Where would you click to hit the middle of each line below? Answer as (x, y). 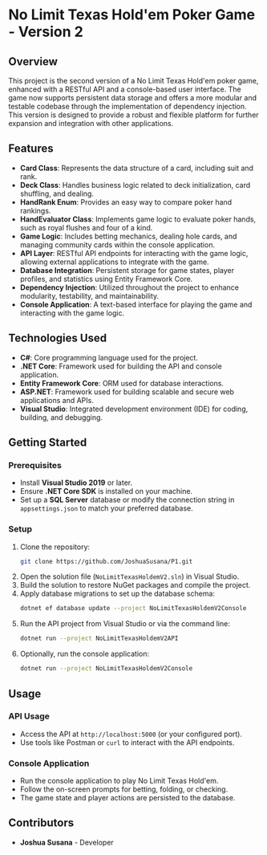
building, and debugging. (61, 417)
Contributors (41, 823)
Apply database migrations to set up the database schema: (117, 594)
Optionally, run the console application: (85, 654)
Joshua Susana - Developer (67, 842)
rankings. (35, 210)
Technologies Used (57, 338)
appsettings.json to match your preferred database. (107, 508)
